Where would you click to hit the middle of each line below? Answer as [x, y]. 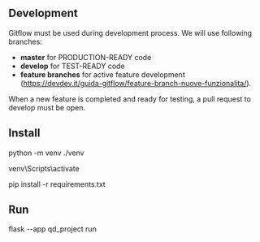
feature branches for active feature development [102, 74]
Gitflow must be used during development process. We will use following [130, 32]
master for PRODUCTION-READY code [86, 57]
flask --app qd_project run [53, 229]
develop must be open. [47, 107]
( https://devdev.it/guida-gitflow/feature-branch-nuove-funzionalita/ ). [136, 83]
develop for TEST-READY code [72, 66]
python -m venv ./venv [46, 153]
